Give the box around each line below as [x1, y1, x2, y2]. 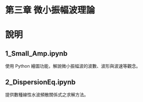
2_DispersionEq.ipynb [5, 78, 76, 86]
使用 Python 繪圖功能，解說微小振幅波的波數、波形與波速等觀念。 [5, 63, 141, 69]
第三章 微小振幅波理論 [5, 4, 95, 16]
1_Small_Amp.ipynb [5, 49, 67, 58]
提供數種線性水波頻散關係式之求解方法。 [5, 92, 88, 98]
